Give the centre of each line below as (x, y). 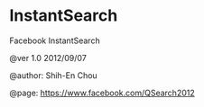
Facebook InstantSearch (55, 40)
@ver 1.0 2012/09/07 (48, 58)
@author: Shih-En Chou (53, 75)
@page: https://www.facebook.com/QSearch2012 (102, 93)
